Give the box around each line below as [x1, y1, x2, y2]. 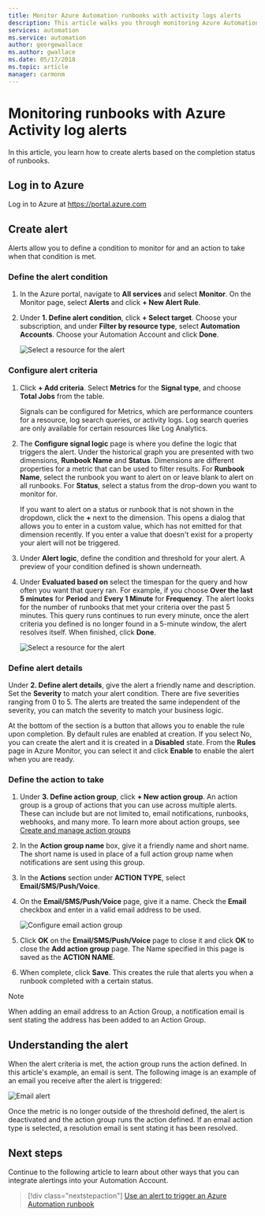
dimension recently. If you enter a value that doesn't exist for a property [19, 529, 253, 539]
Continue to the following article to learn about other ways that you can [8, 1167, 240, 1176]
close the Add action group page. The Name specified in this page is [19, 944, 244, 954]
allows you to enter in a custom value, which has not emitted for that [19, 521, 242, 530]
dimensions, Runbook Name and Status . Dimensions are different [19, 455, 234, 465]
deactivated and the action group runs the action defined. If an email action [8, 1115, 253, 1124]
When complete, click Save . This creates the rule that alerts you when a [19, 968, 254, 977]
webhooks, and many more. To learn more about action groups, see [19, 817, 241, 826]
